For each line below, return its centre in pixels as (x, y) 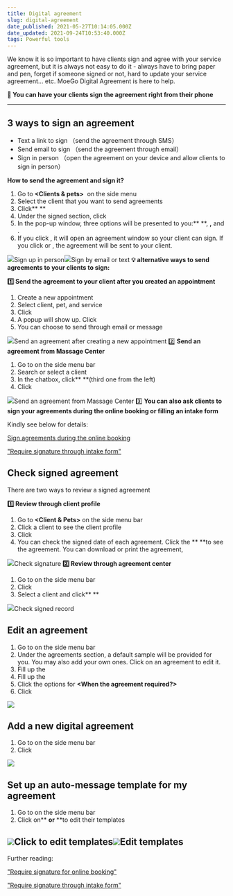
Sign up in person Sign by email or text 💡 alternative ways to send (112, 259)
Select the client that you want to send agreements (90, 201)
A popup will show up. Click (57, 319)
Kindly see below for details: (48, 424)
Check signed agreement (63, 473)
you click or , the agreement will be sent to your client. (95, 245)
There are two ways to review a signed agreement (79, 490)
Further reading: (30, 858)
